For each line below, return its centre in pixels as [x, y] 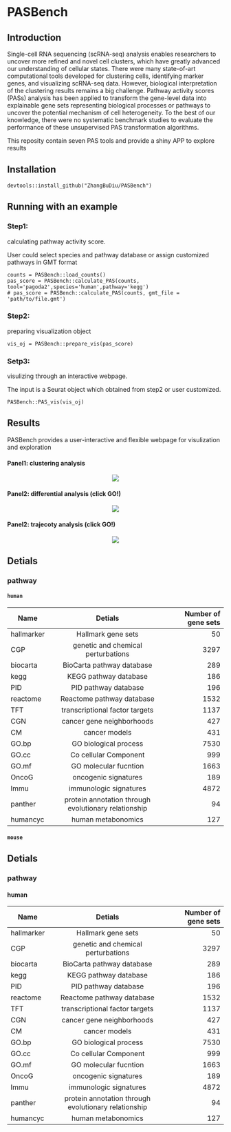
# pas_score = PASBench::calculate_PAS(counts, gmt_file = [93, 293]
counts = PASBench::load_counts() [57, 275]
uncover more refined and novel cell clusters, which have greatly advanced [114, 61]
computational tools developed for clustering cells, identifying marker [106, 76]
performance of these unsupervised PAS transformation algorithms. [103, 127]
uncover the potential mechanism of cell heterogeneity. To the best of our [111, 112]
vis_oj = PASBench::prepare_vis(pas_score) [70, 344]
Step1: [18, 226]
